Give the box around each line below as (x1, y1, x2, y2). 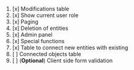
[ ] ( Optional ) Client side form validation (12, 57, 113, 64)
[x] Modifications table (12, 5, 69, 12)
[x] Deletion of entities (12, 24, 69, 32)
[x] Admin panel (12, 31, 53, 38)
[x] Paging (12, 18, 39, 25)
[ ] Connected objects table (12, 51, 81, 57)
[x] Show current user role (12, 12, 79, 19)
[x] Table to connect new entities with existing (12, 44, 128, 51)
